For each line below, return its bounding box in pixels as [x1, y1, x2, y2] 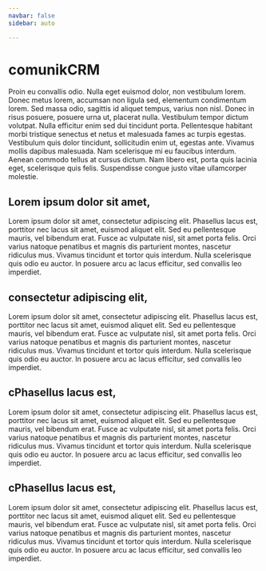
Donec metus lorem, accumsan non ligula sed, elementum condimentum [8, 95, 247, 105]
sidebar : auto [8, 19, 56, 27]
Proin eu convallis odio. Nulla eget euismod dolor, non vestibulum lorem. [8, 87, 246, 97]
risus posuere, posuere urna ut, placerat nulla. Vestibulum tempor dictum [8, 113, 249, 122]
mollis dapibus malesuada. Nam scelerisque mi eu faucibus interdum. [8, 146, 237, 156]
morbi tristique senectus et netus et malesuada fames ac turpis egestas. [8, 130, 246, 139]
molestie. [8, 172, 38, 182]
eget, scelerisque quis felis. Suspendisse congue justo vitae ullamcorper [8, 163, 248, 173]
